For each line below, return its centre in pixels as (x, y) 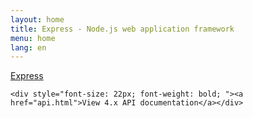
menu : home (33, 38)
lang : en (28, 47)
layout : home (37, 19)
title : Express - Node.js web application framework (122, 29)
